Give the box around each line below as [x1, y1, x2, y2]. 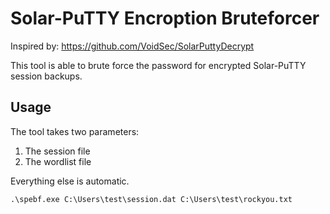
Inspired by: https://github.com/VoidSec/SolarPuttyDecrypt [10, 40, 255, 52]
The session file [24, 145, 91, 157]
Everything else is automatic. [10, 175, 130, 187]
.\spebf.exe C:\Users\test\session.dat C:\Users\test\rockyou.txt [10, 194, 293, 204]
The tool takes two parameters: [10, 125, 140, 137]
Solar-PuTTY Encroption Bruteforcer [10, 7, 320, 30]
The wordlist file [24, 155, 92, 167]
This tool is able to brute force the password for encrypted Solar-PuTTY [10, 59, 307, 71]
